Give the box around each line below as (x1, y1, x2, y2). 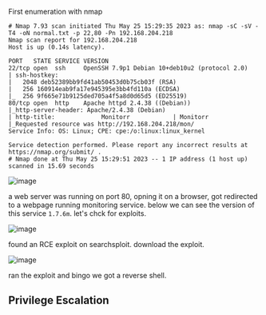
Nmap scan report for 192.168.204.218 (8, 36, 137, 44)
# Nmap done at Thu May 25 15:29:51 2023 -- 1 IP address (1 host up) (8, 155, 248, 163)
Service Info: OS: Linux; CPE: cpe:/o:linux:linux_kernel (8, 127, 205, 135)
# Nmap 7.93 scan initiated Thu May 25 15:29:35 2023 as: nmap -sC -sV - (8, 22, 260, 30)
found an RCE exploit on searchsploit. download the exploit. (8, 240, 205, 249)
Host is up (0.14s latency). (8, 43, 105, 51)
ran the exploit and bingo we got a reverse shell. (8, 271, 167, 280)
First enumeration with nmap (8, 7, 103, 16)
